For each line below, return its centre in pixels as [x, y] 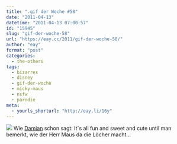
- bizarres [25, 72]
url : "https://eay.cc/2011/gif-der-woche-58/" [65, 39]
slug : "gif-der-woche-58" [38, 34]
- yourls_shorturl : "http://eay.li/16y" [62, 111]
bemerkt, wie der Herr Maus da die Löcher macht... [69, 135]
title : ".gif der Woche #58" [42, 12]
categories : [21, 56]
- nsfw [20, 94]
